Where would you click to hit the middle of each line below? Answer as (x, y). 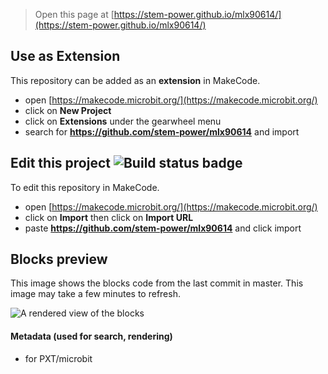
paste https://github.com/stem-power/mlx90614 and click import (163, 228)
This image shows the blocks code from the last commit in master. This (157, 283)
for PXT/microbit (58, 358)
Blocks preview (59, 259)
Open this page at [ (74, 14)
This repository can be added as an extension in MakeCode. (135, 80)
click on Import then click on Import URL (109, 217)
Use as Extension (65, 56)
